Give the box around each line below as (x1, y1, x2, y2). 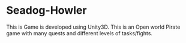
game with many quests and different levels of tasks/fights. (6, 29, 153, 36)
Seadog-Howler (6, 4, 87, 17)
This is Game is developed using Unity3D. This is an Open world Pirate (6, 23, 181, 30)
